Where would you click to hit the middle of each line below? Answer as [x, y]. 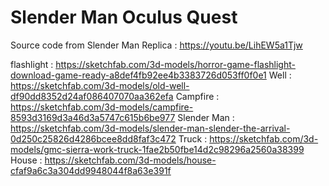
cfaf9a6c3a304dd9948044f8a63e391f [91, 170]
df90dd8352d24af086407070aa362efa [92, 96]
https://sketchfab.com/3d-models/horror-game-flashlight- [175, 64]
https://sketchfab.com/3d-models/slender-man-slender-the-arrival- [150, 128]
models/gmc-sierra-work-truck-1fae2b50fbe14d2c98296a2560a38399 [157, 149]
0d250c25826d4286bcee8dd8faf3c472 [93, 138]
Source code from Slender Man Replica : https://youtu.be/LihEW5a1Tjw [156, 45]
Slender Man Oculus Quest [124, 17]
